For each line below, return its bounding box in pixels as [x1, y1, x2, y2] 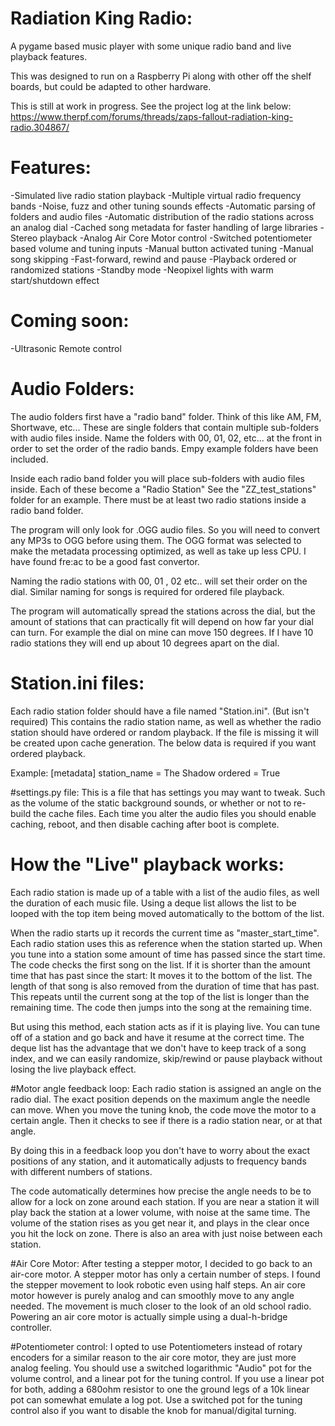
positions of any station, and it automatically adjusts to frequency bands [10, 1155, 307, 1167]
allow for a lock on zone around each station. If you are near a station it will [10, 1195, 320, 1207]
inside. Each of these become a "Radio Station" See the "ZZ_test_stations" [10, 483, 317, 495]
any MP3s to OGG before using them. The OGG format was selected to [10, 534, 302, 546]
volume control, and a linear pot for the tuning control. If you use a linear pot [10, 1372, 325, 1384]
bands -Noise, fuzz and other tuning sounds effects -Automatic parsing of [10, 200, 316, 212]
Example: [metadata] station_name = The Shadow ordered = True [10, 767, 281, 779]
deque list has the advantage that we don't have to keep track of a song [10, 1042, 307, 1054]
